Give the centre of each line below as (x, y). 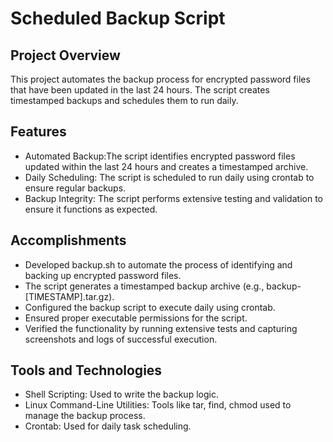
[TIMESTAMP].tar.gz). (69, 296)
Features (38, 132)
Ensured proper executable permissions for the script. (136, 318)
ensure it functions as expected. (91, 209)
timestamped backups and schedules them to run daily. (124, 100)
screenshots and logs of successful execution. (121, 339)
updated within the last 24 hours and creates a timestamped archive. (166, 166)
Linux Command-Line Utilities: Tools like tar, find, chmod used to (158, 405)
